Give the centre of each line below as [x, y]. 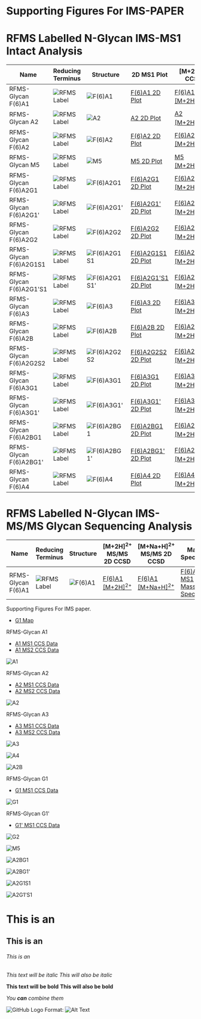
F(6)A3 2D [146, 303]
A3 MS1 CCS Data [37, 726]
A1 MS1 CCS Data [36, 644]
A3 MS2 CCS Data [37, 733]
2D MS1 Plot [150, 74]
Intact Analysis [44, 51]
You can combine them [35, 998]
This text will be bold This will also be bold [60, 987]
